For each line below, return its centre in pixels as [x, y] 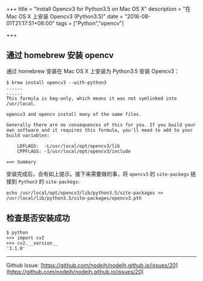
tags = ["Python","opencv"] [90, 23]
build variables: [28, 135]
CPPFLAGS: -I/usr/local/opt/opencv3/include [74, 151]
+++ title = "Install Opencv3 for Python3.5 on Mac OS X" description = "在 [98, 9]
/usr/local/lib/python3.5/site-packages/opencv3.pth [74, 198]
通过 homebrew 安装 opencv [60, 55]
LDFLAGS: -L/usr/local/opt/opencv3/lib [69, 146]
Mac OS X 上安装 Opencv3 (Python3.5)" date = [65, 16]
